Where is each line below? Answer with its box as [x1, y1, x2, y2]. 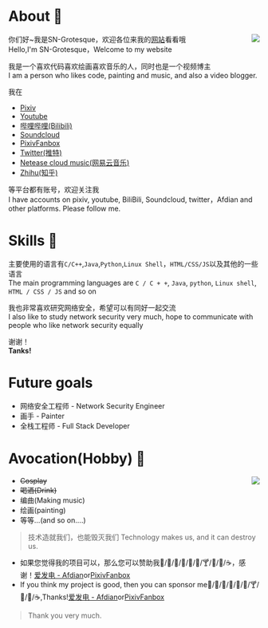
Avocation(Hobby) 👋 [8, 450, 146, 468]
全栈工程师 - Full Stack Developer [19, 421, 130, 430]
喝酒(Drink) [19, 485, 57, 495]
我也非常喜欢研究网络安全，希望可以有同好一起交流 [8, 302, 176, 312]
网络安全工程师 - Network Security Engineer [19, 401, 165, 410]
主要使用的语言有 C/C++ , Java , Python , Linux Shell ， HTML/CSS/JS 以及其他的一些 [8, 259, 259, 268]
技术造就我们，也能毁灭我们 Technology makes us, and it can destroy [27, 532, 257, 542]
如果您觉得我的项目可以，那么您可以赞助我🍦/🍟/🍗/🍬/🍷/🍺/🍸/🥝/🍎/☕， [19, 558, 239, 567]
